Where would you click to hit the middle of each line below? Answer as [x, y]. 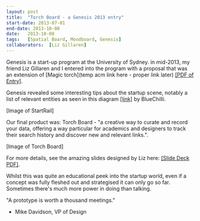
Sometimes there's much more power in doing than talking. [79, 188]
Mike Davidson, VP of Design [50, 211]
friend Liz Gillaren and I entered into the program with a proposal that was [97, 68]
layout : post [22, 12]
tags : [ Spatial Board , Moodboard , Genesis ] [64, 39]
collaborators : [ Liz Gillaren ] [46, 45]
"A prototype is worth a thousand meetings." [61, 200]
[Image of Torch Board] [35, 146]
